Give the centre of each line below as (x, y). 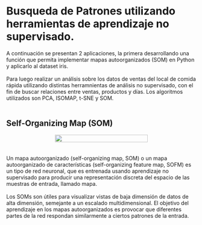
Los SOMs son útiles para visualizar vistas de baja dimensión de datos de (97, 196)
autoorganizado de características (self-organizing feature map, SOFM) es (99, 164)
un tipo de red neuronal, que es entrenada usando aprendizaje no (87, 171)
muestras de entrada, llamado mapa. (52, 183)
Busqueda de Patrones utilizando (91, 11)
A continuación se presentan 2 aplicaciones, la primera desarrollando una (98, 53)
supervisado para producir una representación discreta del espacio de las (98, 177)
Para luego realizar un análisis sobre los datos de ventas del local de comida (101, 79)
